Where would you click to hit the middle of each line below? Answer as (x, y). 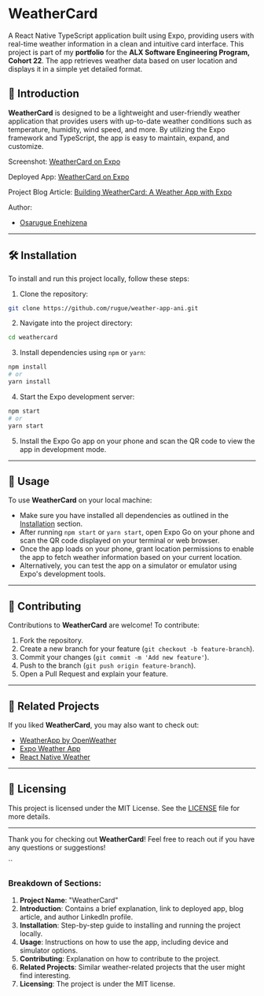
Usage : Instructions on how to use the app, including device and (124, 942)
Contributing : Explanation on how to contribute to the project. (120, 959)
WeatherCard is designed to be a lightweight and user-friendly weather (125, 113)
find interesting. (45, 976)
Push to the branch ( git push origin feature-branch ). (108, 665)
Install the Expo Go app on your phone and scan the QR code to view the (137, 441)
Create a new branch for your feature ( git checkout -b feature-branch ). (137, 649)
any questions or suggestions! (57, 847)
